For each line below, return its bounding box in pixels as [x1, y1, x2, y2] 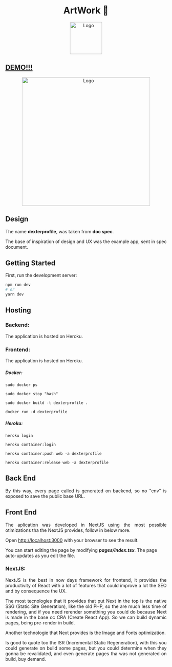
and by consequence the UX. [5, 588, 67, 594]
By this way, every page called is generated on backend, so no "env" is [5, 488, 167, 494]
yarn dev [5, 292, 24, 297]
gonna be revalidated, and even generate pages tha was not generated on [5, 650, 167, 657]
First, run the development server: [5, 272, 77, 279]
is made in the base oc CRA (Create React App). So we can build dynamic [5, 614, 167, 620]
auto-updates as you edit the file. [5, 552, 75, 559]
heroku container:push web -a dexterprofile [5, 451, 102, 456]
